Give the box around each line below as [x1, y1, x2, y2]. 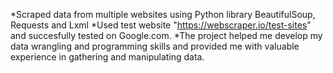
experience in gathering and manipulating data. [10, 51, 205, 63]
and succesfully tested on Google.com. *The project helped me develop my [10, 30, 323, 41]
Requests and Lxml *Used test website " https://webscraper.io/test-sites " [10, 19, 312, 31]
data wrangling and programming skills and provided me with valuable [10, 40, 300, 52]
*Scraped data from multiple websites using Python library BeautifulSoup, [10, 9, 316, 20]
